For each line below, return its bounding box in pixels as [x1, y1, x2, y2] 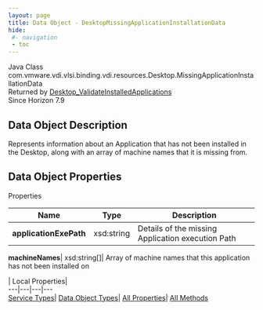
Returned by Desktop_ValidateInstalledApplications [8, 87, 172, 97]
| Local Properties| [8, 276, 68, 286]
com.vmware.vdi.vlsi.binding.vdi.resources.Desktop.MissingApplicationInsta [8, 71, 254, 80]
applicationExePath [12, 228, 86, 239]
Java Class [8, 62, 44, 71]
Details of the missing [137, 223, 218, 234]
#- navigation [11, 33, 58, 42]
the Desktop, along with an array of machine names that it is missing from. [8, 147, 248, 157]
